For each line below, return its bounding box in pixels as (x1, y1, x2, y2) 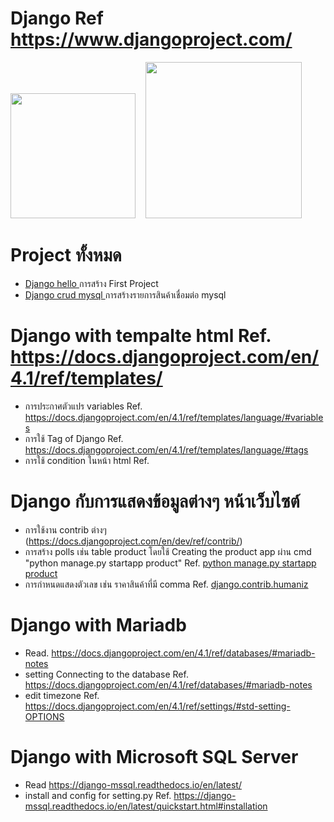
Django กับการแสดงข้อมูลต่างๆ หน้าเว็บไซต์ (10, 490, 300, 512)
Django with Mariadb (10, 613, 187, 636)
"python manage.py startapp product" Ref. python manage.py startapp (24, 557, 317, 569)
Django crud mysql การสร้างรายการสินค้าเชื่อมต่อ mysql (24, 288, 227, 301)
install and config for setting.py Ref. (24, 789, 172, 801)
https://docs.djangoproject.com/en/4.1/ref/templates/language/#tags (24, 443, 309, 456)
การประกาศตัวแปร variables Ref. (24, 400, 143, 412)
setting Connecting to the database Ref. (24, 668, 189, 680)
